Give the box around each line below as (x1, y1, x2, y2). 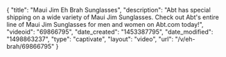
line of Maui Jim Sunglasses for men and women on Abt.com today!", (6, 21, 204, 28)
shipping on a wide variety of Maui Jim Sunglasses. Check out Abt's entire (6, 13, 219, 21)
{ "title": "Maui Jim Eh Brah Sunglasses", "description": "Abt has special (6, 6, 211, 14)
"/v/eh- (175, 35, 195, 43)
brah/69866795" (6, 43, 55, 50)
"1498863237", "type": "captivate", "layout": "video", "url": (6, 35, 174, 43)
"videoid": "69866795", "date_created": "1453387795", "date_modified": (6, 27, 214, 36)
